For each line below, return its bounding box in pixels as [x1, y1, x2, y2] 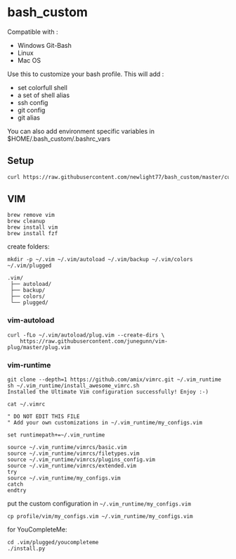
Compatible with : [7, 27, 58, 36]
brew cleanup [7, 218, 46, 225]
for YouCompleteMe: [7, 525, 67, 534]
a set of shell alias [17, 91, 70, 99]
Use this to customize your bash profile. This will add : [7, 70, 164, 78]
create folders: [7, 242, 50, 251]
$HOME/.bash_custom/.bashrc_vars [7, 134, 111, 143]
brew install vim [7, 224, 58, 231]
